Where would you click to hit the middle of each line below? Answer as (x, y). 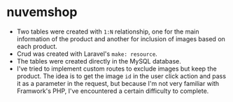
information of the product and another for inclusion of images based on (121, 38)
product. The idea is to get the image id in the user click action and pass (121, 76)
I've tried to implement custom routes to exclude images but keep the (117, 68)
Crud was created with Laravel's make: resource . (87, 54)
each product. (37, 46)
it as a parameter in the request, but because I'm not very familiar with (118, 83)
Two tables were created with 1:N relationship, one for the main (108, 31)
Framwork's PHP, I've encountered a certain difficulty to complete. (113, 91)
